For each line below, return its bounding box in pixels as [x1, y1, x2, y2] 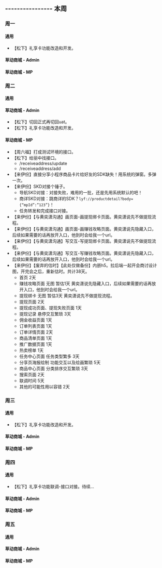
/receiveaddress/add [19, 166, 61, 171]
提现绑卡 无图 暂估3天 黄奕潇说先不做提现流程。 [19, 293, 115, 299]
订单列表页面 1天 [19, 323, 52, 329]
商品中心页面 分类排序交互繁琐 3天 [19, 366, 88, 371]
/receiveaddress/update [19, 160, 68, 166]
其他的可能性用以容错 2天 [19, 384, 70, 389]
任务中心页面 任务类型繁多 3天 [19, 353, 80, 359]
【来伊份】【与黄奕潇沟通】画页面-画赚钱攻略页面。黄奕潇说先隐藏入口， [12, 226, 156, 232]
